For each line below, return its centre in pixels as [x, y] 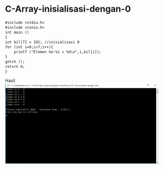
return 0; [15, 66]
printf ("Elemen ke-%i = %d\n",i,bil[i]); [58, 52]
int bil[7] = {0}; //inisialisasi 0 [42, 42]
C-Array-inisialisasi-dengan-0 [68, 9]
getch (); [15, 62]
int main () [17, 32]
